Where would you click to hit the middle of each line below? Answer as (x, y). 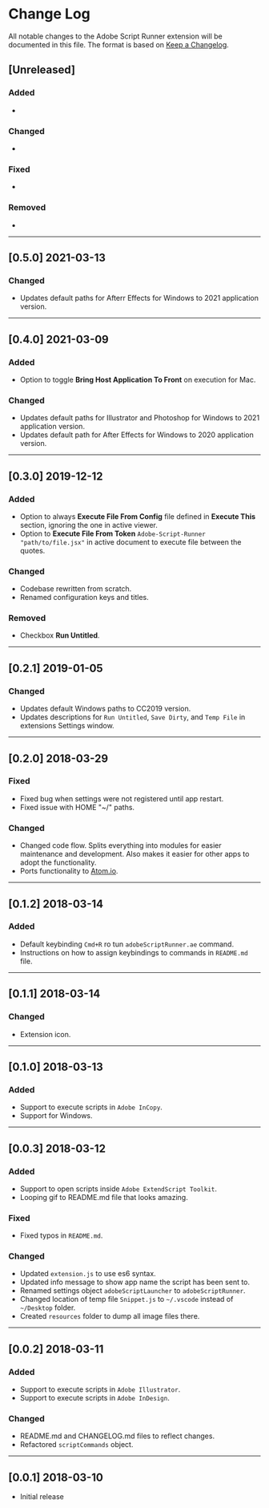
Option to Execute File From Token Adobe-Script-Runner (112, 533)
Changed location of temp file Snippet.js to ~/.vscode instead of (126, 1299)
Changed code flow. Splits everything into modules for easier (120, 845)
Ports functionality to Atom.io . (69, 871)
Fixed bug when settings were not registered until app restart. (122, 798)
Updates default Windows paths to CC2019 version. (105, 709)
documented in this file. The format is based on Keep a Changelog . (119, 44)
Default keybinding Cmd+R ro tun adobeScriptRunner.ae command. (127, 944)
